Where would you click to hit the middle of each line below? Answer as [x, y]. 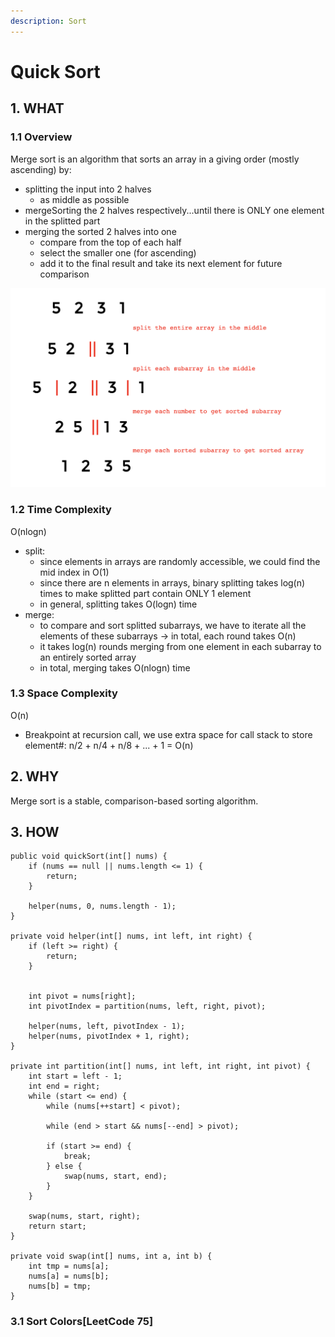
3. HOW [35, 832]
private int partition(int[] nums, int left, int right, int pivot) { [160, 1066]
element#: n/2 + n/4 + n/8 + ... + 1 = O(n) [109, 745]
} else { [64, 1166]
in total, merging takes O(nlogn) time [115, 667]
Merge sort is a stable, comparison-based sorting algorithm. [134, 801]
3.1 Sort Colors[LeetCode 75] [82, 1322]
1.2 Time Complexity [61, 510]
